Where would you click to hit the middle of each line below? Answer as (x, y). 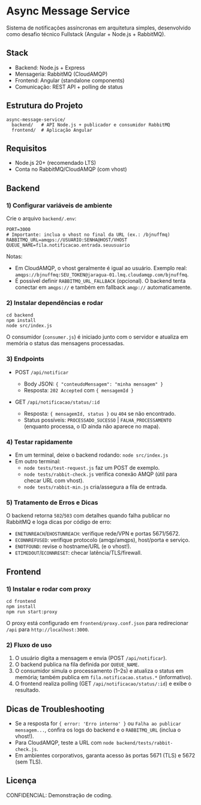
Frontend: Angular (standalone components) (70, 80)
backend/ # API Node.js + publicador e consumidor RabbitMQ (91, 125)
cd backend (20, 315)
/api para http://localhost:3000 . (48, 629)
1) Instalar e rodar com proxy (49, 589)
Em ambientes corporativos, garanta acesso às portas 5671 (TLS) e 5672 (105, 756)
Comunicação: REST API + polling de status (69, 87)
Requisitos (26, 148)
